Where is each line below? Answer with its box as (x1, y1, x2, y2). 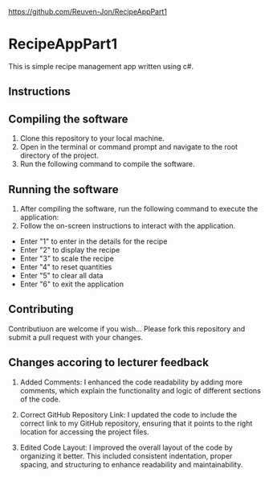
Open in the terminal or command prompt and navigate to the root (19, 142, 238, 152)
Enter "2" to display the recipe (19, 245, 120, 254)
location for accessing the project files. (19, 426, 150, 437)
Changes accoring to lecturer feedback (8, 356, 209, 369)
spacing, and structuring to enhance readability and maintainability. (19, 459, 243, 469)
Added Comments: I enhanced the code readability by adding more (19, 377, 243, 387)
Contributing (8, 302, 74, 316)
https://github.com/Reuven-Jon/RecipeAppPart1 (8, 7, 167, 16)
